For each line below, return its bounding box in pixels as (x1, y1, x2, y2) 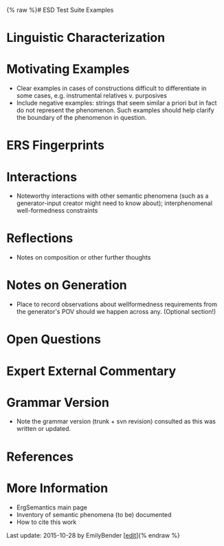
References (6, 449, 74, 464)
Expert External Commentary (6, 363, 177, 379)
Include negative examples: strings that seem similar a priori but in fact (16, 99, 217, 107)
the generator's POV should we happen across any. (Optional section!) (16, 308, 216, 316)
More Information (6, 480, 109, 496)
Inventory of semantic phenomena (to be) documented (16, 510, 172, 518)
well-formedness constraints (16, 207, 98, 215)
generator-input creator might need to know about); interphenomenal (16, 199, 213, 207)
